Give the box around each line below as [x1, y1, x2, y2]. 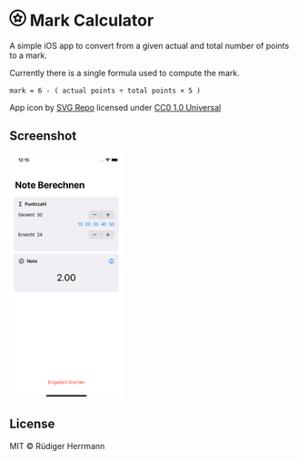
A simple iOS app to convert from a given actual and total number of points [9, 40, 290, 51]
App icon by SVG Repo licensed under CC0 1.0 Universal [9, 102, 222, 113]
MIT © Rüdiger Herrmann [9, 440, 105, 451]
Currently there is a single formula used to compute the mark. [9, 67, 240, 78]
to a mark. [9, 50, 47, 61]
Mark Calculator [29, 10, 154, 31]
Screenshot [9, 128, 77, 144]
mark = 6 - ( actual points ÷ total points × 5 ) [9, 86, 202, 95]
